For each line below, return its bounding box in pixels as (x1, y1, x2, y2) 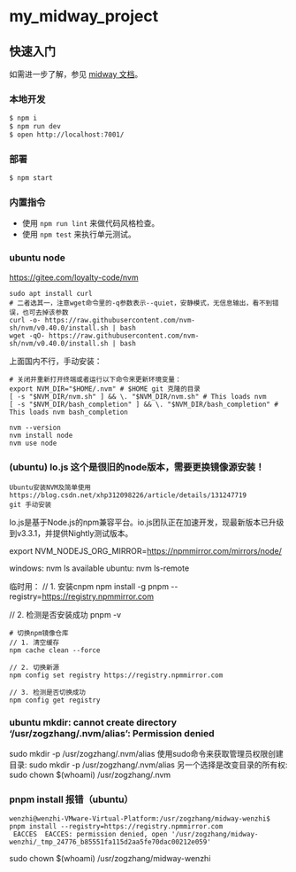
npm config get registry (9, 696, 101, 705)
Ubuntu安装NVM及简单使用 (9, 483, 91, 492)
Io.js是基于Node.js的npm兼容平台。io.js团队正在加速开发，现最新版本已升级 (9, 517, 285, 527)
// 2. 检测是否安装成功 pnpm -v (9, 609, 122, 619)
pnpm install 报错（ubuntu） (9, 793, 134, 806)
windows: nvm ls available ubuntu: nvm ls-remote (9, 563, 190, 573)
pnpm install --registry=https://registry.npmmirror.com (9, 821, 224, 830)
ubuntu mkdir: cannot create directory (9, 716, 178, 728)
